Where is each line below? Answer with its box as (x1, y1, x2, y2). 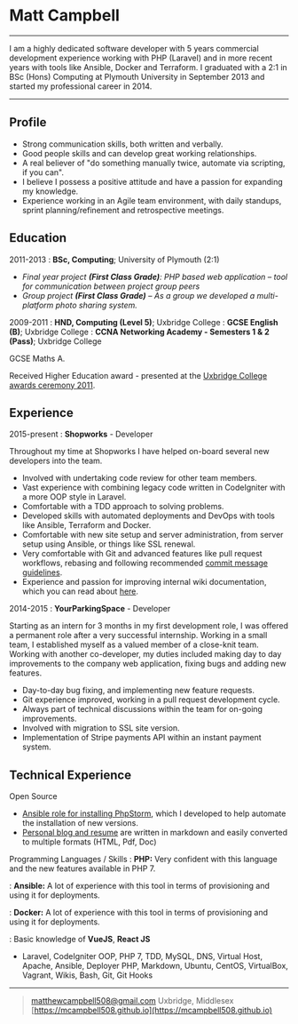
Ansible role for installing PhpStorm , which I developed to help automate (21, 808, 286, 819)
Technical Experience (9, 767, 131, 782)
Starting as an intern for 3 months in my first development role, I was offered (9, 620, 289, 631)
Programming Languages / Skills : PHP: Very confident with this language (9, 854, 278, 865)
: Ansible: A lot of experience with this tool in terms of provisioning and (9, 881, 271, 892)
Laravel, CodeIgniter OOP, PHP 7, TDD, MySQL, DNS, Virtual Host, (21, 951, 263, 962)
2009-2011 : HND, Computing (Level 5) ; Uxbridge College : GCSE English (9, 316, 278, 327)
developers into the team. (9, 455, 103, 467)
